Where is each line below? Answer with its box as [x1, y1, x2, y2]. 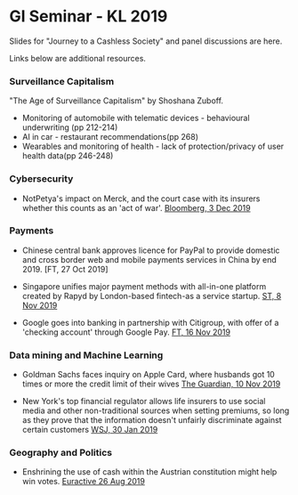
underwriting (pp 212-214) [21, 122, 118, 133]
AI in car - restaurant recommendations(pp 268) [21, 132, 198, 142]
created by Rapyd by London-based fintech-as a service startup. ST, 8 [21, 290, 282, 301]
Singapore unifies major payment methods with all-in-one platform [21, 280, 267, 291]
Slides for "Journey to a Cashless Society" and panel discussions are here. [9, 36, 283, 46]
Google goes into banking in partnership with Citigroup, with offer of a [21, 317, 279, 328]
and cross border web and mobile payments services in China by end [21, 254, 278, 264]
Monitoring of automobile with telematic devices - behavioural [21, 113, 251, 124]
